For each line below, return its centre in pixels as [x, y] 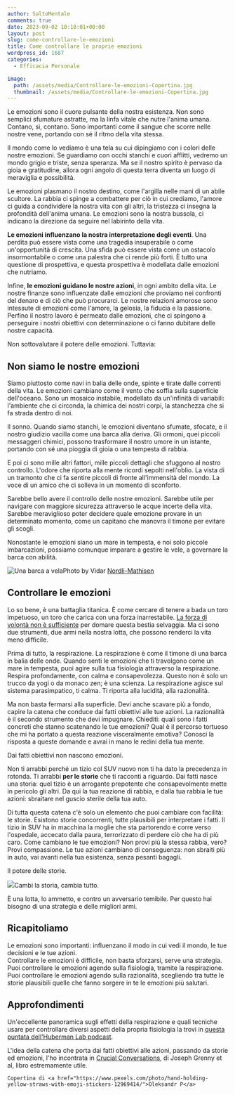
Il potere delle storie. [37, 870]
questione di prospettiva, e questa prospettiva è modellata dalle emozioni [113, 265]
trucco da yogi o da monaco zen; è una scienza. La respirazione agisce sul [115, 683]
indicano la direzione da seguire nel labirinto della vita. [86, 221]
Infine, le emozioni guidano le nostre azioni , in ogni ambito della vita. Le [112, 286]
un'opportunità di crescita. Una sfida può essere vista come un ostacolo [112, 250]
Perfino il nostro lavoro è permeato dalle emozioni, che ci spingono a [107, 316]
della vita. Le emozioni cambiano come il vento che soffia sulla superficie [113, 391]
